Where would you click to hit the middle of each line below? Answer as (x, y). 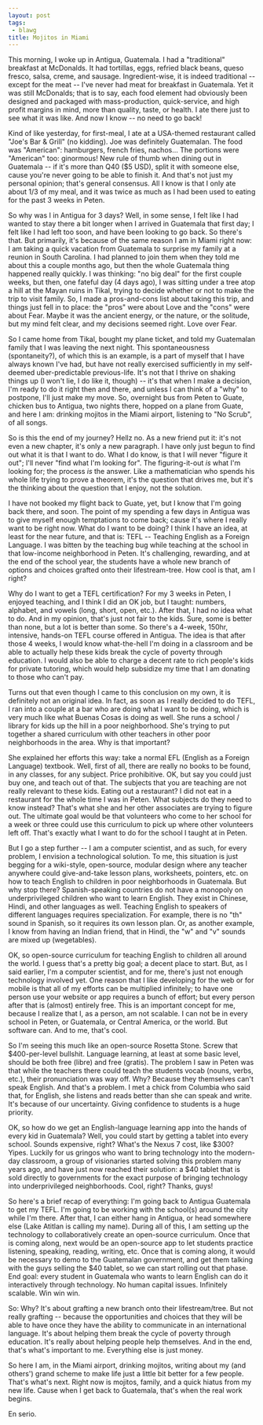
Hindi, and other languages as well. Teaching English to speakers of (118, 907)
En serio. (22, 1414)
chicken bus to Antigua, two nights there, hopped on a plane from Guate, (126, 406)
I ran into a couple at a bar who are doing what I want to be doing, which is (129, 709)
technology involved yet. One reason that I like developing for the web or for (131, 980)
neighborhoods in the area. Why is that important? (89, 743)
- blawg (24, 30)
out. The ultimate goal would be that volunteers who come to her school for (130, 816)
